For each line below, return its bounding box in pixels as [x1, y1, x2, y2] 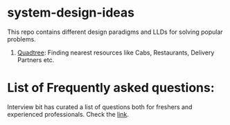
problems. [7, 35, 36, 43]
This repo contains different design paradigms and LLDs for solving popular [7, 28, 223, 36]
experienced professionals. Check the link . [7, 110, 130, 118]
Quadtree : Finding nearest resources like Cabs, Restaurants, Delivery [17, 48, 215, 57]
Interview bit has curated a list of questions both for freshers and [7, 102, 193, 111]
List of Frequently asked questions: [7, 80, 215, 96]
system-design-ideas [7, 5, 135, 21]
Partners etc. [17, 55, 55, 64]
